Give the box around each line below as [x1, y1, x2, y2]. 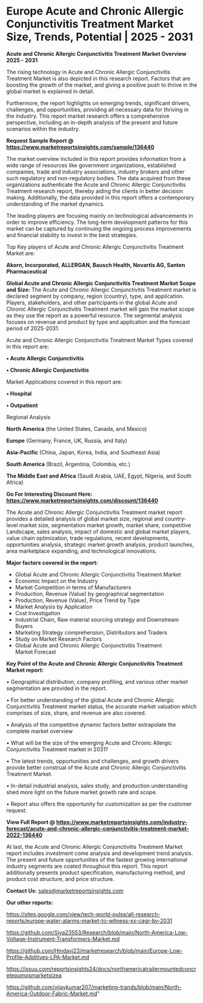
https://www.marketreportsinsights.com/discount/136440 [6, 496, 159, 504]
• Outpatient [6, 402, 38, 409]
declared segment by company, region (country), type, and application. [6, 292, 184, 300]
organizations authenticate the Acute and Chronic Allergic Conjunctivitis [6, 181, 186, 188]
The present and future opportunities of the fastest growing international [6, 856, 188, 863]
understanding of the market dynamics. [6, 200, 105, 208]
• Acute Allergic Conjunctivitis [6, 354, 84, 362]
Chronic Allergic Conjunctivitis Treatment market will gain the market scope [6, 305, 195, 312]
